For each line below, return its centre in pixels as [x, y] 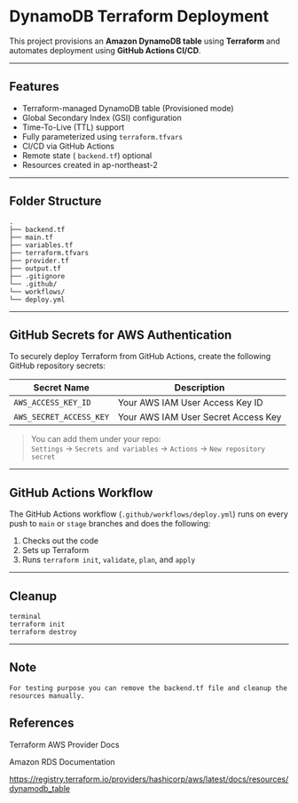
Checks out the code [60, 541]
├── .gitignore [37, 276]
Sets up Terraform [55, 550]
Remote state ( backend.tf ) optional [87, 155]
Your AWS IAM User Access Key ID [190, 403]
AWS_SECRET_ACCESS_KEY [61, 417]
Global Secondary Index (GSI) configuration [102, 117]
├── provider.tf [39, 261]
